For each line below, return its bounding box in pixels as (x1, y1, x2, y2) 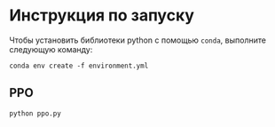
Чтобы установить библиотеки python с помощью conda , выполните (9, 35, 266, 45)
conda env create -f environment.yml (9, 61, 149, 70)
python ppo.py (9, 108, 62, 118)
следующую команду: (9, 44, 93, 54)
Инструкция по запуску (9, 5, 195, 26)
